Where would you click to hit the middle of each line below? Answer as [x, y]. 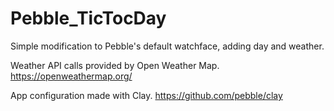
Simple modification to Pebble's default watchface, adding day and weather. [167, 46]
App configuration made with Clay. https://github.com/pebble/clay [146, 95]
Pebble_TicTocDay [88, 18]
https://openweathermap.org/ [71, 76]
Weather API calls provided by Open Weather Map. [115, 65]
